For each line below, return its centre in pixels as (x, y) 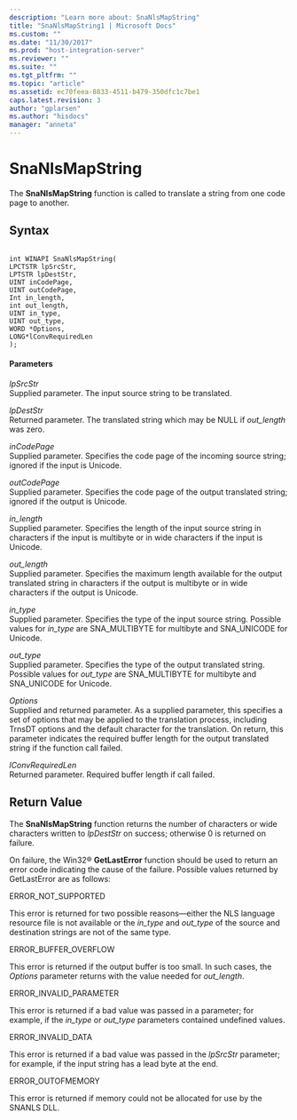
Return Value (46, 802)
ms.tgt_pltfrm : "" (43, 75)
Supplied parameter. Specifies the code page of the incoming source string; (148, 456)
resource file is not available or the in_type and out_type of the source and (145, 922)
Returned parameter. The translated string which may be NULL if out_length (148, 419)
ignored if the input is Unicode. (66, 465)
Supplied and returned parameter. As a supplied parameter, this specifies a (146, 710)
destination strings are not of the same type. (90, 932)
